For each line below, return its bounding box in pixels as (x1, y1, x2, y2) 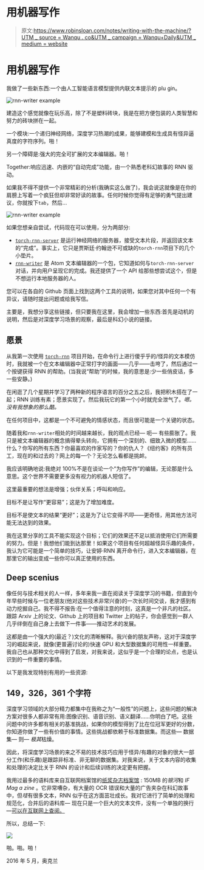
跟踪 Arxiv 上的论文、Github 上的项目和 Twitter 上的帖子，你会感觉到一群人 (6, 612, 194, 620)
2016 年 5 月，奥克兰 (6, 857, 58, 865)
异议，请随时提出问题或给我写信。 (6, 295, 92, 302)
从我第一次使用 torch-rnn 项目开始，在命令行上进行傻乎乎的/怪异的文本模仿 (6, 352, 195, 359)
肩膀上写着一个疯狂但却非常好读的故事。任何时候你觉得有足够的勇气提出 (6, 191, 187, 198)
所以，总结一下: (6, 820, 46, 827)
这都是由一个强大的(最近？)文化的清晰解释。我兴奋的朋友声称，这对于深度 (6, 633, 191, 640)
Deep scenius (6, 573, 59, 583)
